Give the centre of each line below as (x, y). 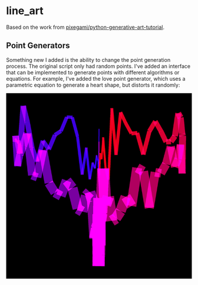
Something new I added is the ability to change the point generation (88, 59)
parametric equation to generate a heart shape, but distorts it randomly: (93, 85)
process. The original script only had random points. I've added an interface (98, 66)
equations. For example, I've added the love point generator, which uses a (96, 78)
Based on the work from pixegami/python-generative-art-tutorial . (85, 27)
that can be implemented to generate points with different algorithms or (93, 72)
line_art (25, 11)
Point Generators (38, 46)
